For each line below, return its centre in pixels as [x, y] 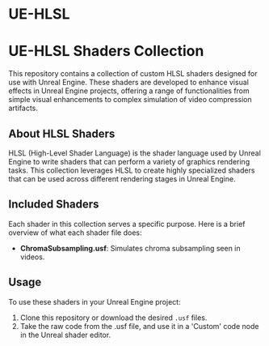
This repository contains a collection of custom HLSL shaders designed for [133, 74]
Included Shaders [54, 205]
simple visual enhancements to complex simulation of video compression [130, 100]
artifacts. [23, 108]
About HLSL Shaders [62, 133]
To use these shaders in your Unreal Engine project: [95, 301]
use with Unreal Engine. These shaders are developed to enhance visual [128, 83]
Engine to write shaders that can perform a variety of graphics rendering [129, 161]
